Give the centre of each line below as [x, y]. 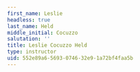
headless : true [29, 20]
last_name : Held [30, 26]
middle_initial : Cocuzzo [43, 33]
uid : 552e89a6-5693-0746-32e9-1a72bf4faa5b [70, 58]
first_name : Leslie [35, 13]
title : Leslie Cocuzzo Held [47, 45]
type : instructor [32, 52]
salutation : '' [29, 39]
